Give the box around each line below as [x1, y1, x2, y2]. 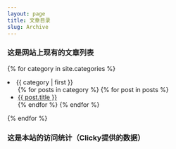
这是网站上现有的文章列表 [7, 48, 94, 58]
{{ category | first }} [16, 78, 74, 86]
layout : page [7, 10, 46, 18]
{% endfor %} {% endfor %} [17, 100, 100, 109]
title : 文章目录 [7, 17, 51, 24]
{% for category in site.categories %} [7, 64, 116, 72]
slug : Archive [7, 23, 49, 30]
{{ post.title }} [17, 93, 58, 101]
